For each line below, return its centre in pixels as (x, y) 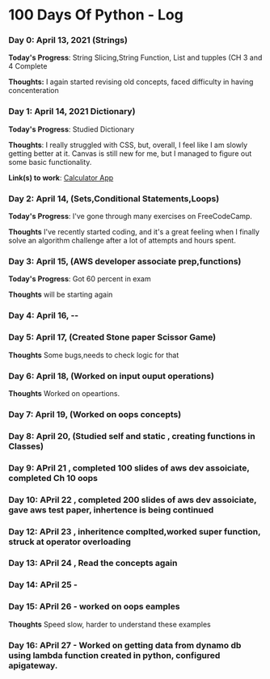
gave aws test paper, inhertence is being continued (111, 509)
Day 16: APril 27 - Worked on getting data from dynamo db (125, 645)
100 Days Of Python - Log (96, 15)
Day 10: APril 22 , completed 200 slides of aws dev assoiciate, (133, 500)
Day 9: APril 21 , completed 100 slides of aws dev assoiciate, (129, 468)
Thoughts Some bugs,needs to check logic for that (94, 355)
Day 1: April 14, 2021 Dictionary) (72, 112)
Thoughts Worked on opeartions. (64, 393)
